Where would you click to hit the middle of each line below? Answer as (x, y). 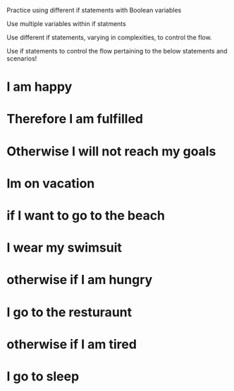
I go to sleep (43, 376)
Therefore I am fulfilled (75, 119)
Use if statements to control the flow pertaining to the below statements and (117, 51)
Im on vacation (51, 183)
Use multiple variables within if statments (66, 24)
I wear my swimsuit (64, 248)
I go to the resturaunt (69, 312)
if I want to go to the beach (86, 216)
